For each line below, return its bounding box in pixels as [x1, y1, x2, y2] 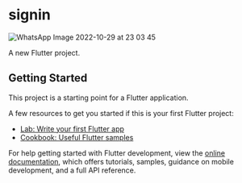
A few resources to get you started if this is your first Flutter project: [8, 108, 234, 118]
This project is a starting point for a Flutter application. [8, 93, 189, 102]
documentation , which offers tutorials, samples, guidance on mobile [8, 156, 234, 166]
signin [8, 6, 51, 24]
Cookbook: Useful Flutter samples [19, 132, 134, 142]
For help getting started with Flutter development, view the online [8, 148, 226, 158]
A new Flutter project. [8, 48, 81, 57]
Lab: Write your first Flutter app [19, 123, 125, 134]
